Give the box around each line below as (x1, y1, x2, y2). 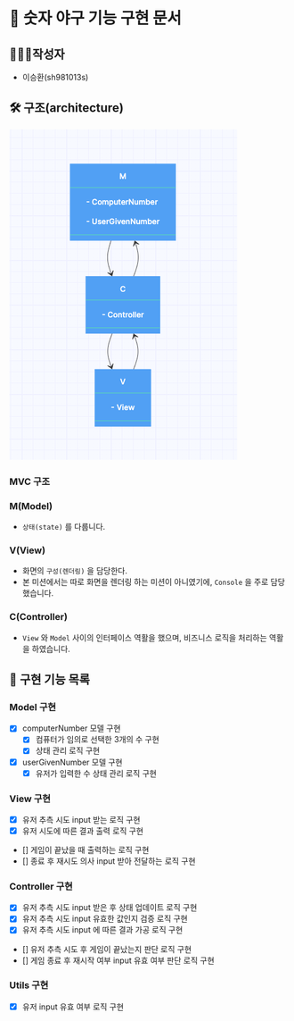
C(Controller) (9, 611, 69, 623)
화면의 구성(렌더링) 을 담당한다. (21, 565, 127, 576)
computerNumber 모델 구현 (21, 723, 121, 733)
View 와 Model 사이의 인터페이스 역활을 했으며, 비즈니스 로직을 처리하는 (21, 632, 267, 643)
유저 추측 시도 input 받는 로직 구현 (21, 814, 141, 824)
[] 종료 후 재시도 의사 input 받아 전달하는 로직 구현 (21, 856, 196, 866)
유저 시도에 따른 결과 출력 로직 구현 (21, 825, 144, 836)
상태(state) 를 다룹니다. (21, 522, 106, 532)
